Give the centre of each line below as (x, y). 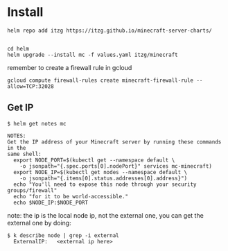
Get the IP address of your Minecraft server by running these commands (114, 142)
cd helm (18, 49)
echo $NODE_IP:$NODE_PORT (51, 202)
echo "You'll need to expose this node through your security (105, 184)
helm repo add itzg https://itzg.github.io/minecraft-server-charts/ (110, 31)
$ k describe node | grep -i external (63, 235)
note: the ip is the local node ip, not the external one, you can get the (106, 215)
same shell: (24, 154)
